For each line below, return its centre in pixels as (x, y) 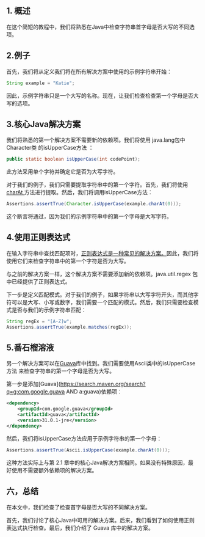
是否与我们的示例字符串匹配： (49, 310)
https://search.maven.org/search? (103, 384)
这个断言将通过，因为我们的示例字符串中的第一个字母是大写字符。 (89, 216)
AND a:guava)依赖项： (95, 392)
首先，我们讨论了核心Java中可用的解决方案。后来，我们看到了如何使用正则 (101, 520)
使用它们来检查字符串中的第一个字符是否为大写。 (68, 261)
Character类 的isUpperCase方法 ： (50, 148)
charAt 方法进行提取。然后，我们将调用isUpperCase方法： (80, 192)
